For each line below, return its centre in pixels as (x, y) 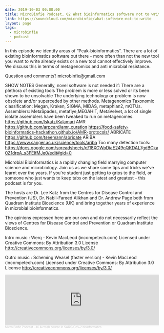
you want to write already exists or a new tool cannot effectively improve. (79, 61)
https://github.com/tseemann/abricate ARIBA (50, 137)
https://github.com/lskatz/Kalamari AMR (45, 122)
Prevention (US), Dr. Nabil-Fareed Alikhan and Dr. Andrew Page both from (79, 198)
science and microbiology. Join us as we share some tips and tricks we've (80, 167)
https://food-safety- (109, 127)
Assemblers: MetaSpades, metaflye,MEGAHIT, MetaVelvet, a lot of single (78, 111)
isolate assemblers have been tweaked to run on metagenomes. (70, 116)
